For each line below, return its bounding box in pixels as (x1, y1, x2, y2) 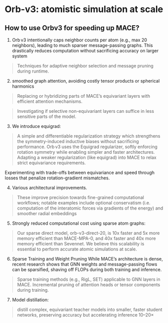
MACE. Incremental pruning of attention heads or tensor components (17, 282, 160, 288)
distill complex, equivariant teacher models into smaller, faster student (17, 306, 162, 312)
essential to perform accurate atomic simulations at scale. (17, 246, 137, 252)
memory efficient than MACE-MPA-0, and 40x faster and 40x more (17, 235, 156, 241)
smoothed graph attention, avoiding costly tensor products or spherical (12, 78, 160, 84)
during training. (17, 287, 49, 293)
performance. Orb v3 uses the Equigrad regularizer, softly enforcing (17, 144, 158, 150)
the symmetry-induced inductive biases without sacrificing (17, 139, 139, 144)
